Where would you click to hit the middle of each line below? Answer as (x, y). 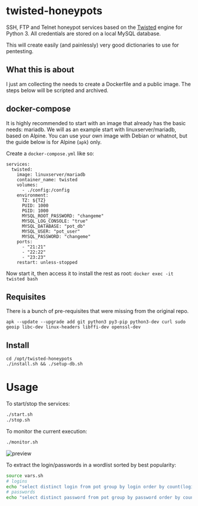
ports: (25, 241)
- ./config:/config (45, 190)
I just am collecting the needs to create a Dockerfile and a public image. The (99, 84)
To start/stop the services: (38, 404)
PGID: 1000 (35, 211)
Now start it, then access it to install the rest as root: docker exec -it (90, 273)
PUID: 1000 (35, 205)
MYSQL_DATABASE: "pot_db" (53, 226)
